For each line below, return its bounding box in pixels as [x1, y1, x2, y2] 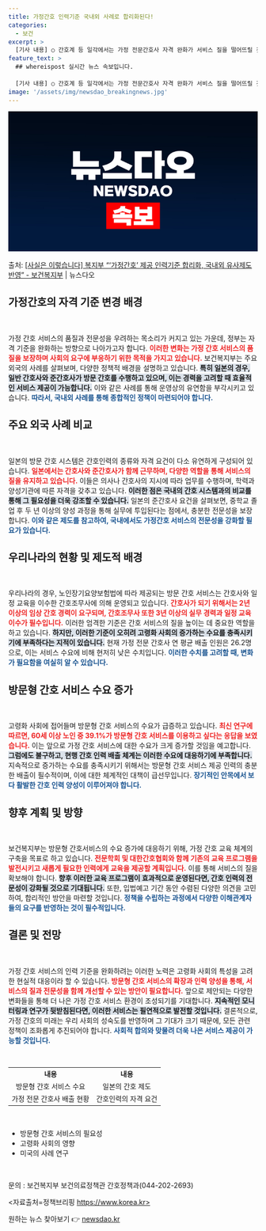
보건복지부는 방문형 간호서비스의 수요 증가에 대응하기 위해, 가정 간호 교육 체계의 [8, 844, 253, 853]
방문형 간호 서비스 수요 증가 [8, 683, 133, 697]
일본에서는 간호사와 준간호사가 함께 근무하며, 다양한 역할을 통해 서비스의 [31, 465, 251, 475]
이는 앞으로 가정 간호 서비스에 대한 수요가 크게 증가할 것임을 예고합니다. [31, 741, 251, 750]
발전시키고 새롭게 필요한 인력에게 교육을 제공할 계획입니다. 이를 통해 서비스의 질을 [8, 864, 259, 873]
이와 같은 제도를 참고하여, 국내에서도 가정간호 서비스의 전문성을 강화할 [31, 515, 245, 525]
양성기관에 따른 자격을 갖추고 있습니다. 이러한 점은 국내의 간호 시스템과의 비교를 [8, 485, 252, 495]
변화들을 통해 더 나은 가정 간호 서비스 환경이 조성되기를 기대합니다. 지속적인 [8, 996, 241, 1005]
